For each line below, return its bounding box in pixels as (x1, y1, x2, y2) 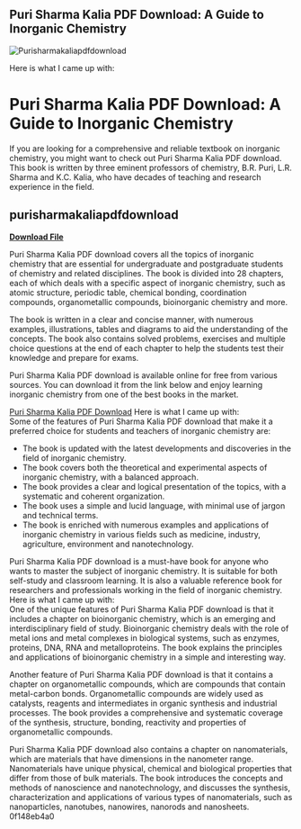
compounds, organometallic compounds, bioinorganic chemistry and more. (9, 296, 288, 307)
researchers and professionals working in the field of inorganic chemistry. (9, 584, 283, 595)
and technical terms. (22, 509, 99, 520)
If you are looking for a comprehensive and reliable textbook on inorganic (9, 143, 281, 154)
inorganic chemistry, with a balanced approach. (22, 472, 199, 482)
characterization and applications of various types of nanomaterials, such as (9, 791, 293, 802)
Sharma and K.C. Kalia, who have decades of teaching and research (9, 171, 261, 183)
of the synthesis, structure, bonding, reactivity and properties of (9, 716, 247, 727)
